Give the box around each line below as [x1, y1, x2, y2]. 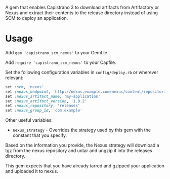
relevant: [5, 75, 24, 81]
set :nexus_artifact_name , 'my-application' [5, 94, 101, 99]
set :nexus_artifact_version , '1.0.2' [5, 98, 87, 103]
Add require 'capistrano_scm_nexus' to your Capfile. [5, 59, 116, 65]
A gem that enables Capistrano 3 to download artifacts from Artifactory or [5, 5, 159, 10]
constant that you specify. [12, 132, 67, 138]
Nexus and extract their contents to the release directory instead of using [5, 10, 158, 16]
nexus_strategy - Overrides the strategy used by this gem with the [12, 127, 151, 133]
